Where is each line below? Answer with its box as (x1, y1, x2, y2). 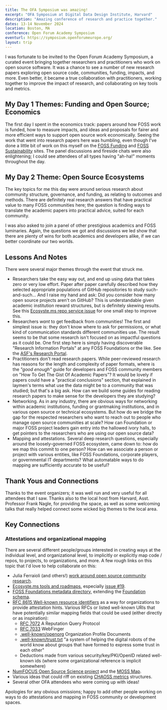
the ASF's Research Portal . (12, 350, 68, 357)
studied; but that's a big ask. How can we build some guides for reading (12, 388, 161, 394)
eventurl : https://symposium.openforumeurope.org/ (5, 36, 113, 41)
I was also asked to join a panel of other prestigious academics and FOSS (5, 222, 156, 228)
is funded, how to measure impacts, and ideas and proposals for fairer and (5, 126, 159, 133)
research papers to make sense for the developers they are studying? (12, 393, 156, 399)
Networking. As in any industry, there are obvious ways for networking (12, 399, 158, 405)
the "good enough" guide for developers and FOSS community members (12, 367, 163, 373)
